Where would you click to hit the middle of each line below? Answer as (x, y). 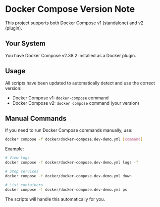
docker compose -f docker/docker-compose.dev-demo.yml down (69, 176)
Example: (15, 149)
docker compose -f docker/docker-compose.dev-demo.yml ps (66, 189)
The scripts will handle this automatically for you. (55, 199)
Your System (25, 44)
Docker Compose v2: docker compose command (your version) (76, 103)
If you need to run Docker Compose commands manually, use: (69, 130)
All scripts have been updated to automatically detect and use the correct (80, 83)
